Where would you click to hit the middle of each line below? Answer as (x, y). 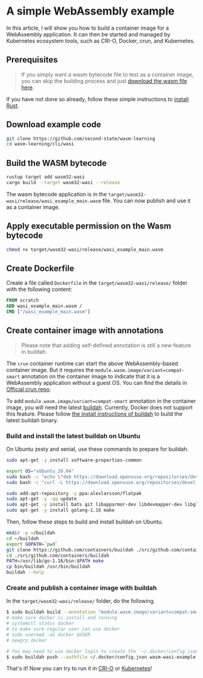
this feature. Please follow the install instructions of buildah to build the (95, 414)
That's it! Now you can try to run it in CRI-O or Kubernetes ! (79, 668)
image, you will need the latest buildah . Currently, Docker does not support (100, 407)
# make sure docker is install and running (62, 618)
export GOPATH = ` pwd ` (32, 544)
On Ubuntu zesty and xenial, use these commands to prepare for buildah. (98, 449)
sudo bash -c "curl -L (35, 482)
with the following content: (39, 290)
